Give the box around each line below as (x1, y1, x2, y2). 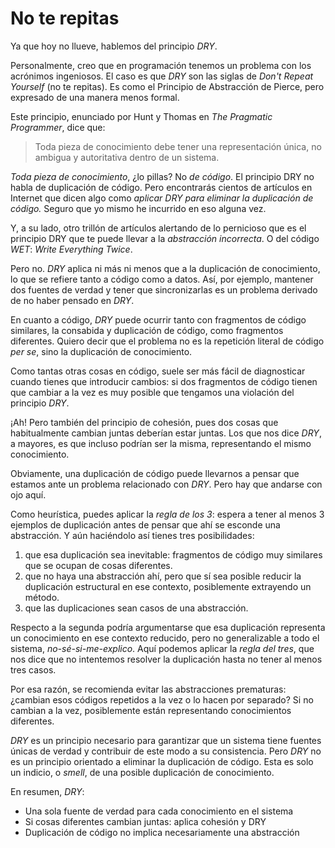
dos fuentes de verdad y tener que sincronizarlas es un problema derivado (10, 283, 318, 296)
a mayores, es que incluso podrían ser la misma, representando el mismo (10, 437, 312, 449)
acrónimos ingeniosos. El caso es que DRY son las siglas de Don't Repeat (10, 70, 314, 82)
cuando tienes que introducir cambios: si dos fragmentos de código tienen (10, 375, 318, 387)
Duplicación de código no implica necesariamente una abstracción (24, 826, 300, 838)
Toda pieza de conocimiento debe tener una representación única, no (34, 140, 322, 152)
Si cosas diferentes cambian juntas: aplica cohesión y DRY (24, 815, 267, 827)
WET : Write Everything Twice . (10, 243, 133, 255)
